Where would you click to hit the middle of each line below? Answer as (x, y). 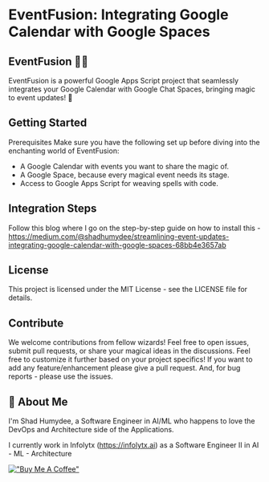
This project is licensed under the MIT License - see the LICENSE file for (128, 290)
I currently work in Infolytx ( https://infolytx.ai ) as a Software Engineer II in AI (134, 445)
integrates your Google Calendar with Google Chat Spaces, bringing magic (132, 89)
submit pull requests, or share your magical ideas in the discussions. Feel (129, 351)
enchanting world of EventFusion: (64, 151)
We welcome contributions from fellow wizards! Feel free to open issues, (129, 342)
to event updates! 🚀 (41, 97)
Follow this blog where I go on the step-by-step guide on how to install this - (134, 228)
